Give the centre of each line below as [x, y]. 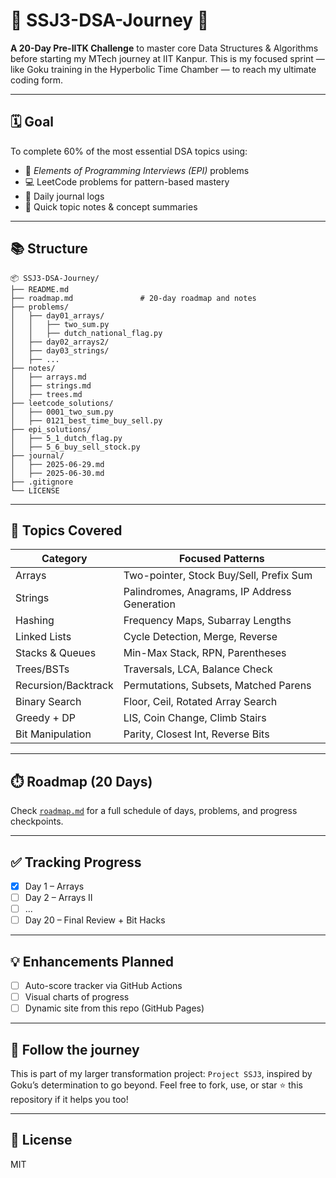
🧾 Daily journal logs [64, 196]
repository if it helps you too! [69, 1100]
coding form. [37, 80]
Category [64, 559]
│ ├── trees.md [46, 394]
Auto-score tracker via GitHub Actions [103, 986]
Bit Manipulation [53, 734]
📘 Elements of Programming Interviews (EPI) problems [137, 170]
